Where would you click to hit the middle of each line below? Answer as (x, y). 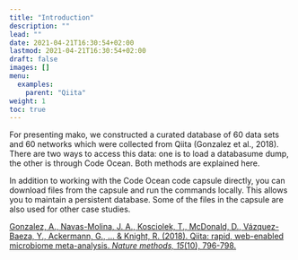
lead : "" (26, 34)
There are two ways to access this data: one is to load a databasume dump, (149, 154)
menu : (19, 76)
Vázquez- (262, 227)
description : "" (39, 26)
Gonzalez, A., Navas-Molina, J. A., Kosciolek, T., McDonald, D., (126, 227)
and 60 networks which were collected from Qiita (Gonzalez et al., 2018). (145, 144)
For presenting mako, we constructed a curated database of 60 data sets (145, 134)
